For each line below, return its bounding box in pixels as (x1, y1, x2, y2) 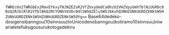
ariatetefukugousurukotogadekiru (5, 24, 75, 30)
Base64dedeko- (88, 13, 122, 19)
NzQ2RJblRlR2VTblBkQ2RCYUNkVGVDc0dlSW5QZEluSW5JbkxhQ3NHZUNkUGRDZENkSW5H (5, 9, 164, 14)
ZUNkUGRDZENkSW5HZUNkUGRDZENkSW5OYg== (5, 14, 87, 19)
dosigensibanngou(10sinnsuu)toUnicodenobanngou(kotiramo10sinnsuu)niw (5, 19, 163, 24)
